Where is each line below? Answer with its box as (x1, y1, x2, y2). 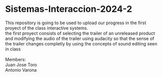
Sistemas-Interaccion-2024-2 (5, 3, 133, 15)
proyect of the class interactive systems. (5, 25, 88, 31)
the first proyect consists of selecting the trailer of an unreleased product (5, 30, 155, 36)
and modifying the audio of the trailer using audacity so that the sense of (5, 36, 155, 41)
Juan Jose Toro (5, 62, 37, 68)
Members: (5, 56, 26, 62)
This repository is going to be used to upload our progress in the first (5, 20, 147, 26)
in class (5, 46, 21, 52)
